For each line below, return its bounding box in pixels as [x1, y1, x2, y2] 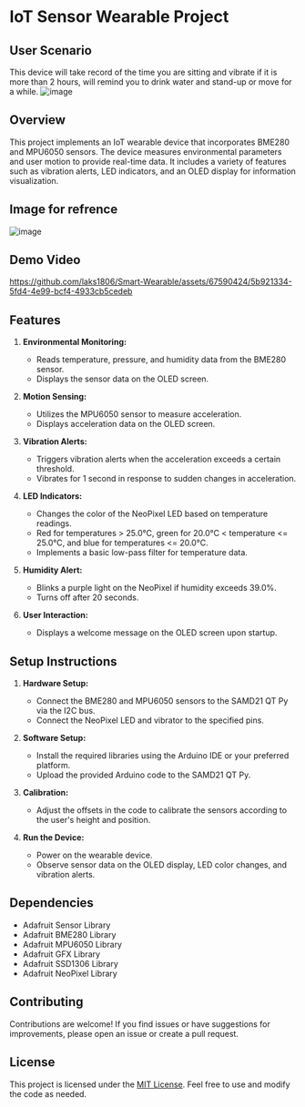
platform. [36, 760, 71, 771]
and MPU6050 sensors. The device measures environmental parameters [9, 146, 282, 157]
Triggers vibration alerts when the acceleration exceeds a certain [36, 453, 281, 465]
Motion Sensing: [22, 391, 87, 402]
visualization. [9, 175, 59, 186]
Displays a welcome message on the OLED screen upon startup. [36, 627, 278, 638]
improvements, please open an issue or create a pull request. [9, 1028, 239, 1039]
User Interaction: [22, 610, 88, 621]
